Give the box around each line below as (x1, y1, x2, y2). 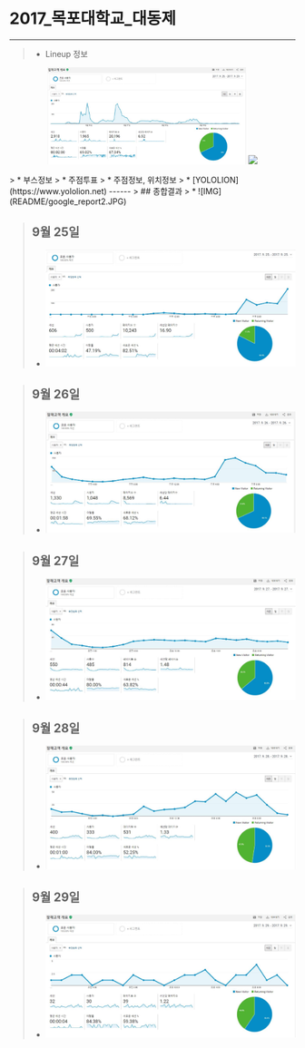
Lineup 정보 (44, 48, 88, 59)
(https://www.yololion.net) (9, 185, 107, 196)
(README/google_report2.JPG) (9, 196, 127, 207)
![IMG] (198, 185, 222, 196)
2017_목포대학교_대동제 (9, 8, 177, 29)
